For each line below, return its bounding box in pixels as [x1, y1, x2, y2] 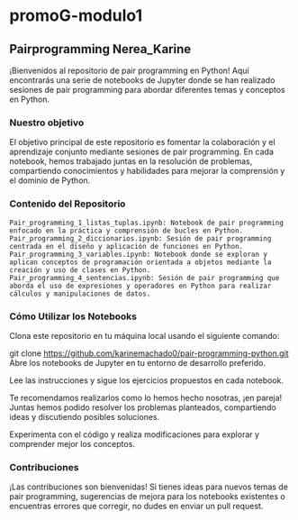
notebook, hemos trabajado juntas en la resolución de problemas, [9, 156, 253, 167]
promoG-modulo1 [9, 5, 143, 26]
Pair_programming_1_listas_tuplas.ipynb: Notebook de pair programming [9, 218, 284, 227]
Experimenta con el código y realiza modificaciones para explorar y [9, 429, 259, 440]
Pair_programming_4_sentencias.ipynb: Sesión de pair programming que [9, 273, 280, 282]
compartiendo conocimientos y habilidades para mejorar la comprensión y [9, 166, 285, 177]
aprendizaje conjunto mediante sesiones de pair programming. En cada [9, 146, 275, 158]
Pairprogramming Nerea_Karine [9, 41, 192, 57]
